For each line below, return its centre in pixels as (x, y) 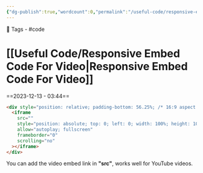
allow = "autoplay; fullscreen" (55, 130)
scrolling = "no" (36, 141)
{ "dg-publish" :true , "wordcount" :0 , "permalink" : (67, 12)
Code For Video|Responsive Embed (97, 66)
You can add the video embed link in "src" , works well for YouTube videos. (100, 163)
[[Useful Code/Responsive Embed (93, 54)
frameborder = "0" (38, 135)
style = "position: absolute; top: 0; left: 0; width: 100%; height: (104, 124)
